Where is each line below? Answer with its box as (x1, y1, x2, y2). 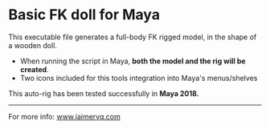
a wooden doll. (8, 40, 58, 50)
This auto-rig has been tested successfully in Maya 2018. (8, 88, 199, 98)
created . (19, 64, 50, 74)
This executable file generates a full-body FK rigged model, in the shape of (8, 32, 257, 42)
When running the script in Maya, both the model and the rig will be (19, 56, 247, 66)
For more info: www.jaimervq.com (8, 111, 121, 121)
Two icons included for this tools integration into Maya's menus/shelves (19, 73, 258, 83)
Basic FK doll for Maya (8, 6, 161, 24)
